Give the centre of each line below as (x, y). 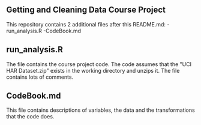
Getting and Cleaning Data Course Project (86, 10)
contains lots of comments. (40, 77)
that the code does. (30, 117)
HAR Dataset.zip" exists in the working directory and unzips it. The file (93, 70)
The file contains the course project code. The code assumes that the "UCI (99, 64)
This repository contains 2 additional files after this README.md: (86, 24)
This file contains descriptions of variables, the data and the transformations (100, 110)
